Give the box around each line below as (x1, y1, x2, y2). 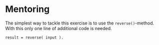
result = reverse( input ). (5, 35, 64, 40)
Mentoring (5, 3, 50, 15)
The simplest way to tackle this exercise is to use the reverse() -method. (5, 20, 154, 26)
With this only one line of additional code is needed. (5, 25, 112, 31)
